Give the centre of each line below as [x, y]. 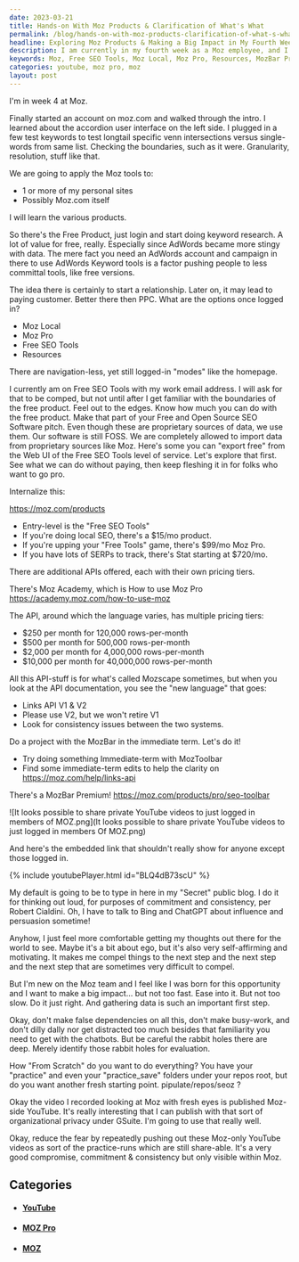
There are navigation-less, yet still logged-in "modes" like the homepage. [144, 372]
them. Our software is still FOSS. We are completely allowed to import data [146, 436]
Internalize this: [37, 491]
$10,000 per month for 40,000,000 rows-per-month [117, 661]
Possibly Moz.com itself [66, 200]
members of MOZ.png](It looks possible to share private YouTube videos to [147, 822]
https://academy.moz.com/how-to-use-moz [90, 598]
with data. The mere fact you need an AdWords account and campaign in [143, 253]
